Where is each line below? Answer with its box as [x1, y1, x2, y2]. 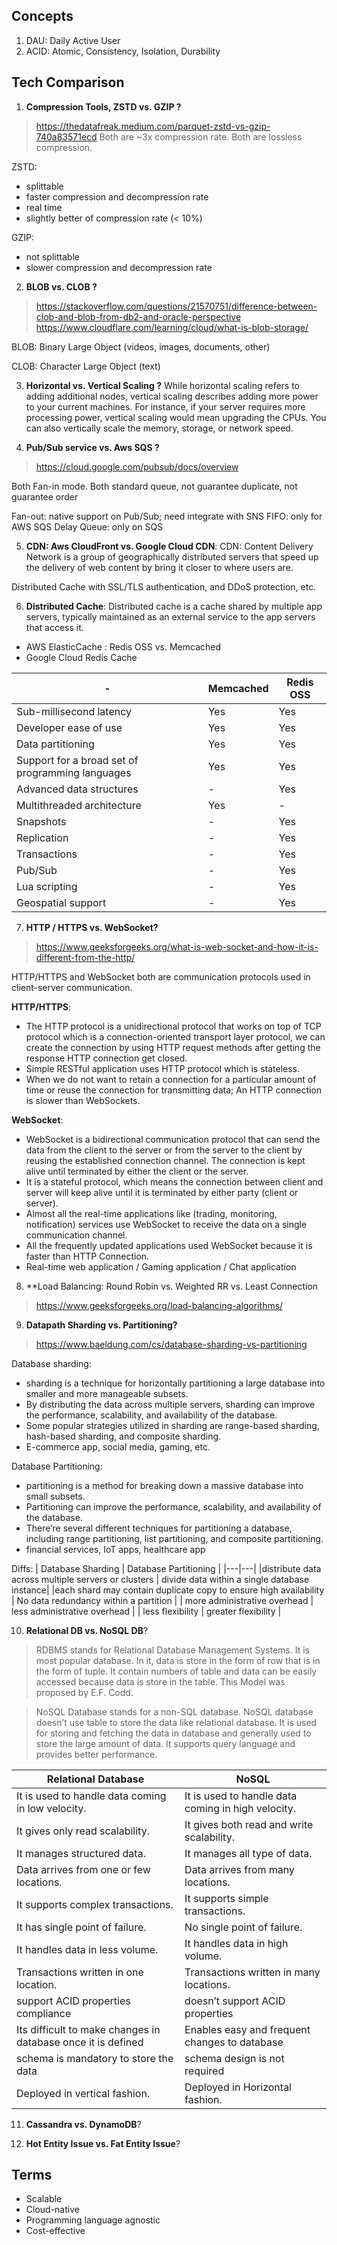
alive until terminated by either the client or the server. [25, 1165, 249, 1177]
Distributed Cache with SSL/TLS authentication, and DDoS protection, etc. [11, 580, 317, 593]
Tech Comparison [11, 74, 125, 91]
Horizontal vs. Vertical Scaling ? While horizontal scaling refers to [25, 379, 301, 391]
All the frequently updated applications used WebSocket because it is [25, 1239, 313, 1251]
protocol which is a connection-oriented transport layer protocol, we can [25, 1030, 326, 1043]
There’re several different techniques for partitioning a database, [25, 1522, 293, 1534]
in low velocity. [16, 1801, 87, 1815]
